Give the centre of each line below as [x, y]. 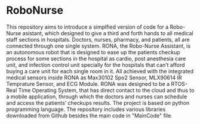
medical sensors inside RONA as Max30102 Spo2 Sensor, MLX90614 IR [94, 77]
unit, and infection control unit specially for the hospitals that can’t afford [96, 65]
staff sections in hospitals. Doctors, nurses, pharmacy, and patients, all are [98, 39]
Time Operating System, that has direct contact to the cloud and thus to [106, 90]
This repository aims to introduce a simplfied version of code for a [87, 27]
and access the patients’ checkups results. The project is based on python [98, 103]
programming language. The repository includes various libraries [86, 109]
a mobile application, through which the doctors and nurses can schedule [97, 97]
